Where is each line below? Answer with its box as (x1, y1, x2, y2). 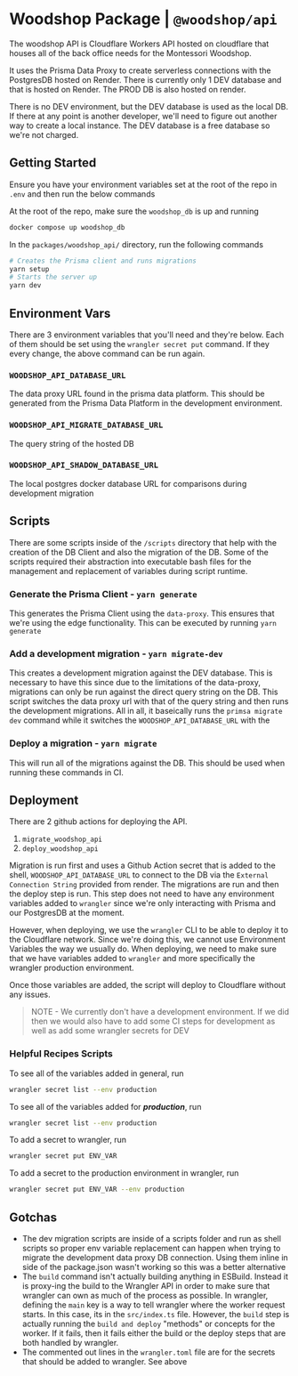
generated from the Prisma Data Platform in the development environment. (9, 398, 283, 409)
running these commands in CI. (9, 766, 125, 778)
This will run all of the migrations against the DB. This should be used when (9, 757, 286, 768)
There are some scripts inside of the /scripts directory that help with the (9, 537, 278, 547)
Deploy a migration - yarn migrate (9, 737, 157, 749)
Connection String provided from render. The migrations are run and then (9, 879, 279, 890)
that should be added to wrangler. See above (21, 1356, 188, 1366)
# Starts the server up (9, 272, 98, 282)
